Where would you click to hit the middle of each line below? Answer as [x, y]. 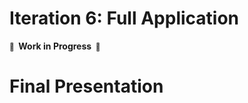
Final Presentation [86, 86]
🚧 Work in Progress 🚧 [55, 46]
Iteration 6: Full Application [124, 18]
